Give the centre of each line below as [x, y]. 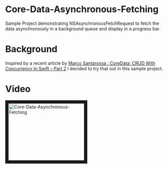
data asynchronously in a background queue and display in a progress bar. [83, 28]
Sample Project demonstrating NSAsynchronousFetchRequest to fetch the [82, 23]
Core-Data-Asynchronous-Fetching [82, 9]
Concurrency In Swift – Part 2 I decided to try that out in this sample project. [84, 68]
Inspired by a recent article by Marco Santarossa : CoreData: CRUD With [80, 63]
